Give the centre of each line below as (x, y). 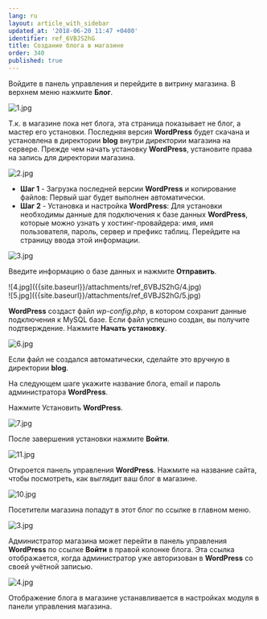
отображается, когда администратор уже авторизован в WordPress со (131, 558)
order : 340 (27, 53)
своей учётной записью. (51, 566)
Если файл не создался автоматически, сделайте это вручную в (119, 359)
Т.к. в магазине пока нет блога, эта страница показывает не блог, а (125, 123)
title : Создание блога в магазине (66, 46)
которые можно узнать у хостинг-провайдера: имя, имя (117, 223)
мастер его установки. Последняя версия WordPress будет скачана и (129, 132)
